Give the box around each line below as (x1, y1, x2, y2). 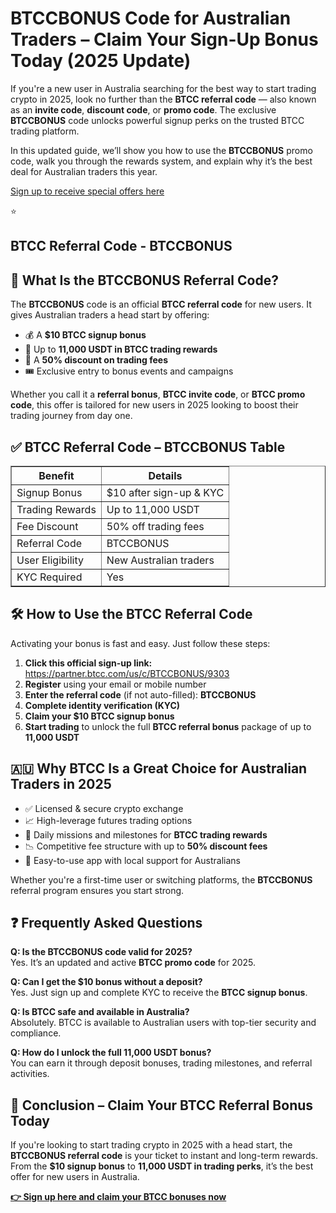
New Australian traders (106, 553, 215, 567)
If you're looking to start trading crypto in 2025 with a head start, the (10, 1139, 293, 1151)
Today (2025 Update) (10, 50, 192, 72)
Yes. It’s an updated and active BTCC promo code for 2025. (10, 957, 257, 969)
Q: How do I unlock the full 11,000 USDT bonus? (10, 1047, 212, 1059)
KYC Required (16, 570, 83, 584)
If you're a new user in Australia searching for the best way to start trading (10, 82, 317, 94)
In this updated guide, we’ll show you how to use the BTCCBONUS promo (10, 144, 313, 156)
